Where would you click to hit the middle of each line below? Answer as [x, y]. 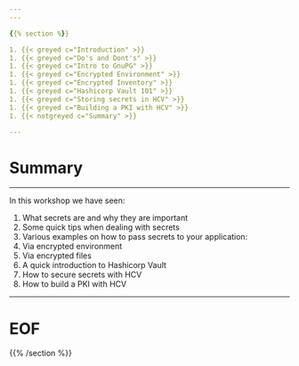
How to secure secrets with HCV [82, 275]
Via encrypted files [57, 256]
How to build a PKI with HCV [74, 284]
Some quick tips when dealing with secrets [101, 227]
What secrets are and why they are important [105, 218]
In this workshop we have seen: [67, 200]
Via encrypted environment [72, 247]
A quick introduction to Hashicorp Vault [94, 265]
